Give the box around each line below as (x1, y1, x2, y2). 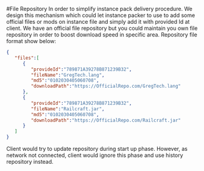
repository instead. (6, 158, 54, 165)
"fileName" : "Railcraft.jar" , (30, 106, 105, 112)
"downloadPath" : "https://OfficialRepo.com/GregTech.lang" (30, 83, 181, 89)
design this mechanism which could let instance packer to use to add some (6, 12, 195, 19)
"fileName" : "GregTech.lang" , (30, 72, 105, 78)
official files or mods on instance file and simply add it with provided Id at (6, 18, 190, 25)
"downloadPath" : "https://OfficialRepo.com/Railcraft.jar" (30, 117, 181, 124)
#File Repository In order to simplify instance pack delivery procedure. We (6, 5, 193, 12)
